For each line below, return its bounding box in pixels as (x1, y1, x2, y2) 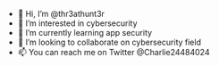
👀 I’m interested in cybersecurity (17, 18, 138, 29)
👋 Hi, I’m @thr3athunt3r (17, 9, 105, 19)
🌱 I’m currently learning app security (17, 28, 153, 37)
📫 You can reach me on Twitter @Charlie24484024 (17, 47, 210, 57)
